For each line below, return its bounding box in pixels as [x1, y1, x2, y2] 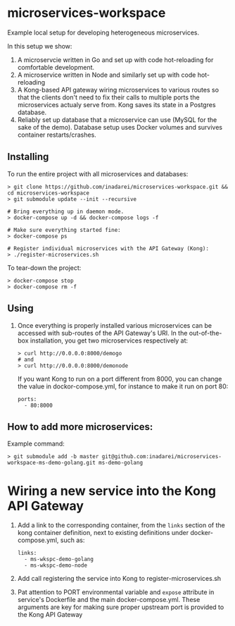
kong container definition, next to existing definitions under [17, 529, 189, 537]
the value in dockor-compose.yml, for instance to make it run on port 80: [17, 382, 229, 391]
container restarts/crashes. [17, 130, 96, 139]
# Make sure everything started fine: [7, 226, 121, 233]
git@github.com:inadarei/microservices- [101, 453, 222, 460]
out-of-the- [189, 329, 222, 337]
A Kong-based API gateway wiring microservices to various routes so [17, 85, 220, 94]
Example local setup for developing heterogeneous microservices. [7, 28, 200, 37]
